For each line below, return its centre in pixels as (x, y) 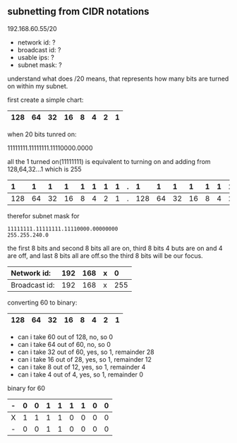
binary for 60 (26, 388)
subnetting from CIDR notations (78, 12)
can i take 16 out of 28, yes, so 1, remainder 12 (84, 359)
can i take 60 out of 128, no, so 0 (65, 337)
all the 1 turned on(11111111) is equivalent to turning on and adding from (109, 161)
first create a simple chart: (45, 100)
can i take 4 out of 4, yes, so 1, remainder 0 (80, 374)
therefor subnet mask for (43, 215)
